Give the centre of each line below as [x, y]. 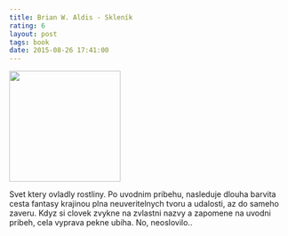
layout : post [33, 34]
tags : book [29, 42]
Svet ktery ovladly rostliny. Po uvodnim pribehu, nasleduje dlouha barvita [143, 194]
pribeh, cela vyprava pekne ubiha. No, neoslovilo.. [101, 223]
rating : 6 [28, 26]
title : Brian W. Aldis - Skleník [71, 17]
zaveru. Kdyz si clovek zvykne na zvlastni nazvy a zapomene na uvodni [140, 213]
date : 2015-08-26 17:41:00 [59, 51]
